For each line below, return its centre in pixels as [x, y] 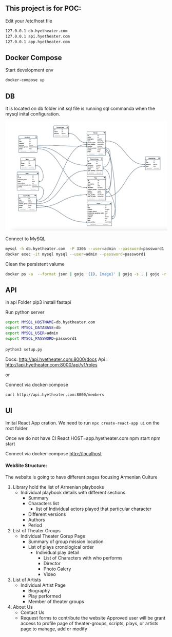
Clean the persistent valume [35, 264]
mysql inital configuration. [33, 114]
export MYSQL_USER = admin [32, 333]
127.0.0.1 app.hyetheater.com [38, 42]
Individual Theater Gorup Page [53, 536]
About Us [23, 607]
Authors [36, 519]
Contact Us [32, 612]
